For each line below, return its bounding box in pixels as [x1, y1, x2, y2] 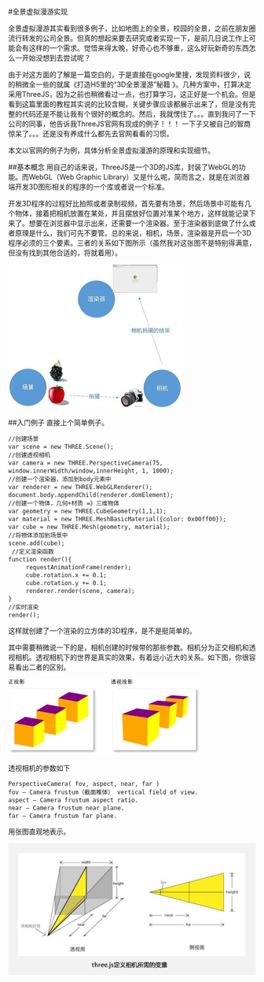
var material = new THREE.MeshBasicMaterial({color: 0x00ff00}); [8, 515, 226, 523]
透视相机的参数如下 [8, 763, 71, 773]
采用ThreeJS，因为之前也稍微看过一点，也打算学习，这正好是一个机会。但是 [8, 90, 256, 98]
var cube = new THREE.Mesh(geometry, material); [8, 523, 170, 531]
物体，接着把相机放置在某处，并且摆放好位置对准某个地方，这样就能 [14, 209, 236, 218]
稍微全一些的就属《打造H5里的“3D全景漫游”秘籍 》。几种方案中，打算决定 [14, 80, 251, 89]
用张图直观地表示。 [8, 827, 71, 836]
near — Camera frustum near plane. [8, 804, 125, 812]
